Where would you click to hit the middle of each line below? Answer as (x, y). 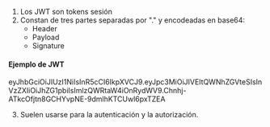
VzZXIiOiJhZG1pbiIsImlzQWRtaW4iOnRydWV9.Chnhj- (97, 91)
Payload (46, 37)
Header (45, 29)
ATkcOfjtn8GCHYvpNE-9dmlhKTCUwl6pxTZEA (87, 99)
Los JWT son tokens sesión (66, 12)
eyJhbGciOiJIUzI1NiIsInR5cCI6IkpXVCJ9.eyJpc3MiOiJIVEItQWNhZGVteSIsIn (135, 82)
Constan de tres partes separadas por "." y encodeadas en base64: (132, 20)
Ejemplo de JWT (36, 64)
